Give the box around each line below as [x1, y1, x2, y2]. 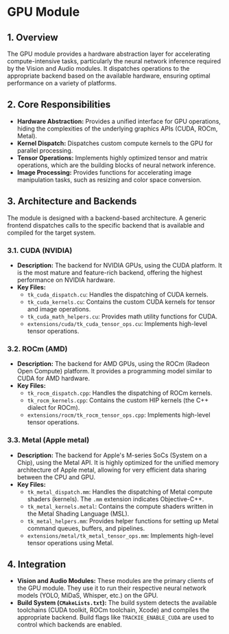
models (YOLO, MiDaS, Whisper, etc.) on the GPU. [16, 591, 158, 600]
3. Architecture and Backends [7, 195, 137, 207]
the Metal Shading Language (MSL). [27, 510, 130, 518]
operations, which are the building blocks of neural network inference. [16, 161, 216, 169]
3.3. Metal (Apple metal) [7, 435, 90, 445]
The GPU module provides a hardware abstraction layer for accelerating [7, 50, 210, 58]
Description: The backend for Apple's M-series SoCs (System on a [16, 451, 208, 459]
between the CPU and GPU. [16, 472, 96, 481]
